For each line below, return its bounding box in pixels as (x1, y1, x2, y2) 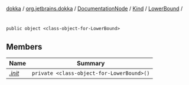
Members (6, 41, 43, 52)
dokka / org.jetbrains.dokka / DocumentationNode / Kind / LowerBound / (6, 5, 183, 12)
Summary (76, 59, 105, 67)
